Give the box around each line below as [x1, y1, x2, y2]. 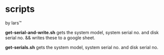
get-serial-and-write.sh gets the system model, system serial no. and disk [5, 29, 159, 35]
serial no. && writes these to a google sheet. [5, 35, 95, 41]
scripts [5, 3, 35, 15]
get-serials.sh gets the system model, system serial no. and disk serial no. [5, 44, 159, 50]
